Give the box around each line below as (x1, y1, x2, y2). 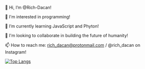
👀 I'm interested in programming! (5, 14, 71, 19)
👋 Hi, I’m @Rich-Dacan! (5, 5, 52, 10)
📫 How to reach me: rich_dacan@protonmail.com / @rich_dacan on (5, 42, 141, 48)
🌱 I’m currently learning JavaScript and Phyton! (5, 23, 99, 29)
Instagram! (5, 49, 27, 55)
